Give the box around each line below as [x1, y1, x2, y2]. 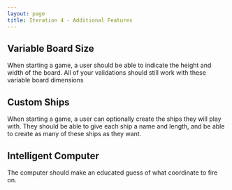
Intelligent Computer [7, 149, 99, 161]
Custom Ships [7, 96, 70, 108]
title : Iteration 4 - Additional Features [7, 17, 133, 24]
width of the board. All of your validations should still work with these [7, 68, 206, 77]
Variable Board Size [7, 43, 94, 54]
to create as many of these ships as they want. [7, 130, 142, 138]
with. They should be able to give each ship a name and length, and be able [7, 122, 225, 131]
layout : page [7, 10, 45, 17]
